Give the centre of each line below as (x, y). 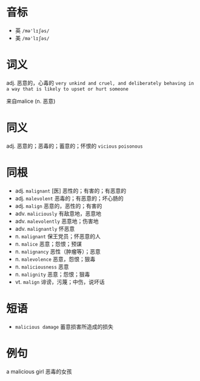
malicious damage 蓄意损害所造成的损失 (64, 326)
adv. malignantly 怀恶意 (45, 228)
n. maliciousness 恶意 (42, 266)
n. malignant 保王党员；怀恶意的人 (58, 236)
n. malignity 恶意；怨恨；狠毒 (52, 274)
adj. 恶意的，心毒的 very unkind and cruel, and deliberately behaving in (100, 83)
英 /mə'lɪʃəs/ (32, 30)
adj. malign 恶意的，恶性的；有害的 (58, 206)
